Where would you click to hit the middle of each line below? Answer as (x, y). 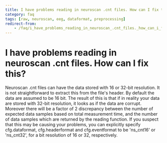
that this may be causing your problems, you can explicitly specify (73, 125)
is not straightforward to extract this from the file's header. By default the (80, 93)
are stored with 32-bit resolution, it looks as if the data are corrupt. (73, 104)
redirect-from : (21, 24)
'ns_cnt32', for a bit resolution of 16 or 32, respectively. (61, 135)
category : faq (20, 14)
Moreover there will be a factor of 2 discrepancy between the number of (79, 109)
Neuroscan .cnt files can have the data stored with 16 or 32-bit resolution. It (83, 88)
